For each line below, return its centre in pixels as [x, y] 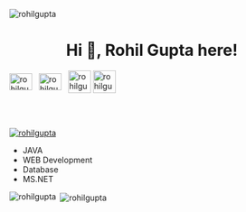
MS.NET [38, 179]
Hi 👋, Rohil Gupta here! [152, 51]
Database [40, 169]
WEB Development [57, 160]
